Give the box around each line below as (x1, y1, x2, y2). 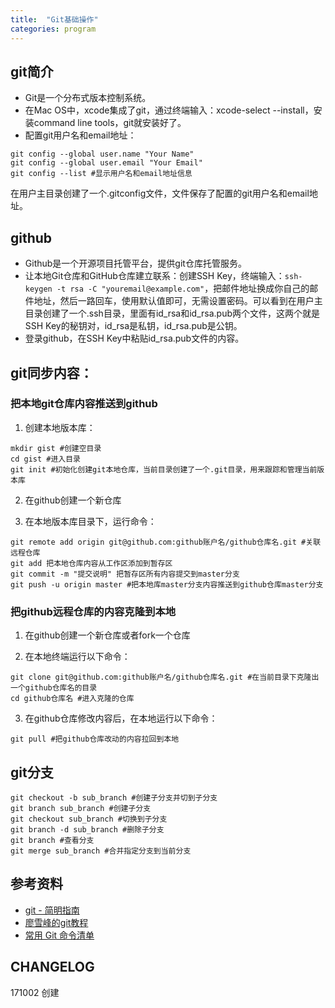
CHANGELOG (10, 959, 95, 976)
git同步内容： (10, 364, 93, 381)
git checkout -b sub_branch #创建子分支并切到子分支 (10, 792, 218, 803)
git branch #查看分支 (10, 835, 95, 845)
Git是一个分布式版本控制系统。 (24, 92, 152, 104)
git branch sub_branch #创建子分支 (10, 803, 152, 813)
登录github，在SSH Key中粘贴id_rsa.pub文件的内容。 (24, 332, 245, 345)
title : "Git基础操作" (10, 14, 99, 25)
